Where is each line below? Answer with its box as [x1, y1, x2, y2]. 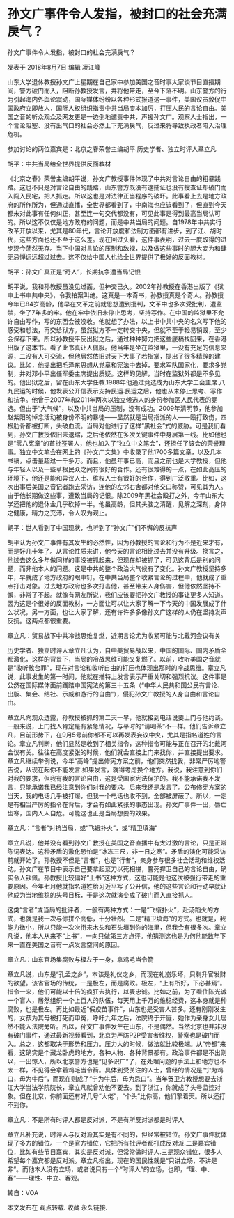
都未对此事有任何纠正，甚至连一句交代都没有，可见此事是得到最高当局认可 [7, 209, 221, 217]
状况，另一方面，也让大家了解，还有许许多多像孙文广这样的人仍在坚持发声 [13, 607, 227, 616]
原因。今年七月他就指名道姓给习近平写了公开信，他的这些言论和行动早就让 [13, 882, 227, 890]
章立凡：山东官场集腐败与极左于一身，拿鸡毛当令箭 [7, 955, 154, 963]
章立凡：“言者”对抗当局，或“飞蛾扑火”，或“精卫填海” [7, 823, 158, 832]
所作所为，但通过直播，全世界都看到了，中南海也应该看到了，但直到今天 [19, 200, 227, 209]
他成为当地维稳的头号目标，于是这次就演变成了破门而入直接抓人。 [7, 891, 196, 899]
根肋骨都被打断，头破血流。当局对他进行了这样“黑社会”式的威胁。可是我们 [7, 421, 221, 430]
